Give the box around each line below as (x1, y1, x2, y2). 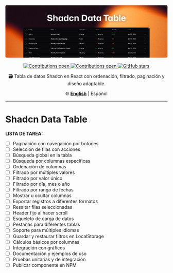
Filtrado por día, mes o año (12, 181, 71, 187)
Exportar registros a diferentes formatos (12, 198, 98, 205)
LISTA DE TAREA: (5, 130, 43, 136)
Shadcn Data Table (5, 113, 88, 125)
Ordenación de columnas (12, 163, 66, 169)
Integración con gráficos (12, 244, 65, 251)
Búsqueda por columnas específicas (12, 158, 91, 164)
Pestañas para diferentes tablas (12, 221, 80, 228)
